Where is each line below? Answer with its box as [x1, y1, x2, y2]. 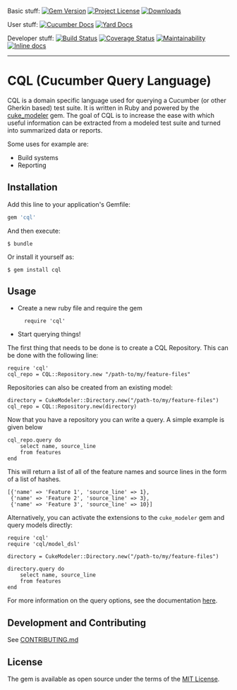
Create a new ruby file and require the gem [17, 304, 143, 313]
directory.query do [7, 565, 65, 573]
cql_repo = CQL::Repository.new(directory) [7, 403, 138, 411]
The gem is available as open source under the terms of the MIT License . [7, 674, 220, 684]
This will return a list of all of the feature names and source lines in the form [7, 468, 227, 476]
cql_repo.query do [7, 437, 61, 444]
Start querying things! [17, 330, 81, 339]
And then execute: [7, 226, 61, 235]
